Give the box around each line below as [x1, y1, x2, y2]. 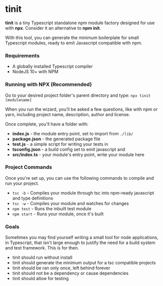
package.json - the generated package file [12, 136, 100, 142]
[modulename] [5, 97, 32, 102]
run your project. [5, 180, 40, 186]
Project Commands [5, 164, 52, 171]
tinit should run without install [12, 254, 73, 260]
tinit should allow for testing [12, 276, 69, 282]
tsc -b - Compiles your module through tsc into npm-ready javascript [12, 190, 155, 196]
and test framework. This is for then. [5, 245, 79, 251]
